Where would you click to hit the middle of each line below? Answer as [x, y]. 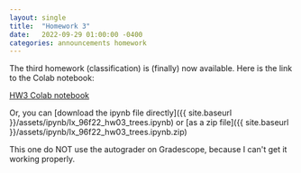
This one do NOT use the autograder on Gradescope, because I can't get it [148, 150]
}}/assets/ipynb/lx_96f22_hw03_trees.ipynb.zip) [98, 132]
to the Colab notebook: [52, 78]
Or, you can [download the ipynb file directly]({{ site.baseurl [121, 113]
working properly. [42, 159]
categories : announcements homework [78, 43]
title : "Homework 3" [50, 26]
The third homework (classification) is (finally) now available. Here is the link [151, 68]
